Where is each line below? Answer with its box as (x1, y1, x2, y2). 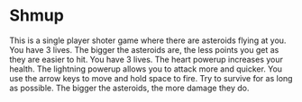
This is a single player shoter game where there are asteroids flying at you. (9, 35, 287, 46)
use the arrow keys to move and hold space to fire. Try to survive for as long (9, 72, 293, 83)
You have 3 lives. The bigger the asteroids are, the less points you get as (9, 44, 279, 55)
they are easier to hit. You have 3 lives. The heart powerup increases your (9, 54, 284, 64)
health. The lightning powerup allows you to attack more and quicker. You (9, 64, 282, 74)
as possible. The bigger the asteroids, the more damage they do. (9, 82, 250, 93)
